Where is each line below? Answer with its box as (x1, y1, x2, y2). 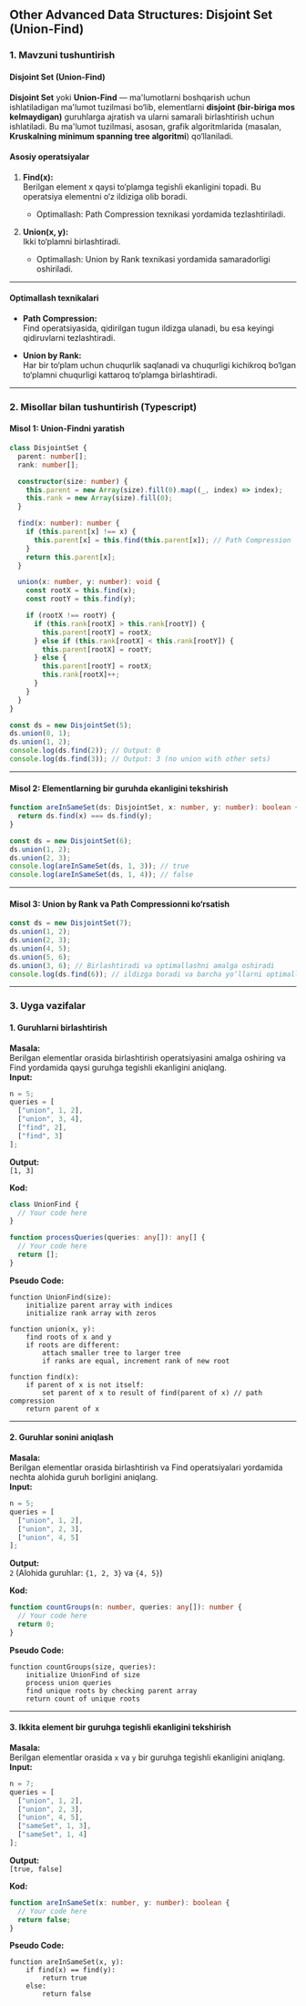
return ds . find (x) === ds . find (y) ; (17, 811, 153, 820)
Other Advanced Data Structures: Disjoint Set (9, 7, 273, 23)
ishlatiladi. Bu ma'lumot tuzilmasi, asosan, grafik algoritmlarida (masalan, (9, 120, 282, 131)
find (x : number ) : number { (17, 519, 120, 528)
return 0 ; (17, 1620, 55, 1630)
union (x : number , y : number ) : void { (17, 578, 161, 587)
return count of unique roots (25, 1694, 141, 1703)
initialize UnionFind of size (25, 1670, 141, 1680)
